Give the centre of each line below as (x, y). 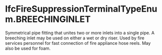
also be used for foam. (28, 48)
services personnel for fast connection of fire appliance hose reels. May (78, 43)
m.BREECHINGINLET (48, 19)
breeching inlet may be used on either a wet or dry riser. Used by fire (75, 38)
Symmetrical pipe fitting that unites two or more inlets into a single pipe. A (80, 33)
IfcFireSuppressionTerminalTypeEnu (81, 9)
